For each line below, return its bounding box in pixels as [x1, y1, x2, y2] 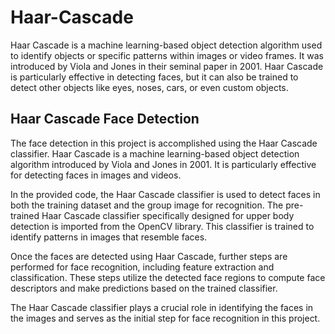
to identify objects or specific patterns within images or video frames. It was [10, 49, 324, 61]
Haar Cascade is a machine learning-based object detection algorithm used [10, 39, 323, 51]
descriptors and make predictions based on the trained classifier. [10, 282, 278, 294]
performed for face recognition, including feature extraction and [10, 261, 275, 273]
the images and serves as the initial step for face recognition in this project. [10, 312, 321, 324]
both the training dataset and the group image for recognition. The [10, 199, 284, 211]
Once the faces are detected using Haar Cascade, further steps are [10, 250, 288, 262]
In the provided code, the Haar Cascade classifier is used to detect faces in [10, 188, 321, 200]
